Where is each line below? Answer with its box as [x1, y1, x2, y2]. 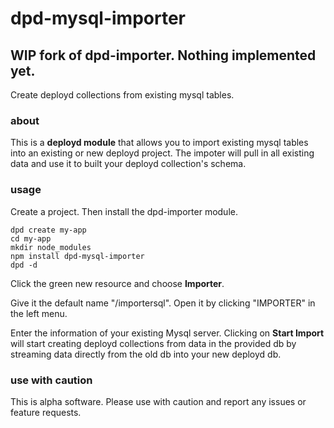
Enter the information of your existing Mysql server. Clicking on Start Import [10, 327, 325, 339]
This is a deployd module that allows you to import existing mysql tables [10, 137, 309, 149]
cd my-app [10, 233, 52, 244]
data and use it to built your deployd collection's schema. [10, 158, 247, 170]
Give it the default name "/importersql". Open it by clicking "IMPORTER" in [10, 297, 316, 309]
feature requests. [10, 406, 82, 418]
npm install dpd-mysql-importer [10, 251, 145, 261]
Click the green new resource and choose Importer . [10, 277, 225, 289]
